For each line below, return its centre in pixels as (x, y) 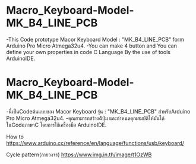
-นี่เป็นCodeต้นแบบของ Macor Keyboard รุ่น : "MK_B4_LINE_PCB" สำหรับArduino (98, 111)
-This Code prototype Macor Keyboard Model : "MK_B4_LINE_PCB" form (95, 39)
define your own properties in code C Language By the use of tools (88, 52)
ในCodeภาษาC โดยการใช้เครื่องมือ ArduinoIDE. (56, 125)
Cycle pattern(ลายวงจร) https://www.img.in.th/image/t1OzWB (79, 154)
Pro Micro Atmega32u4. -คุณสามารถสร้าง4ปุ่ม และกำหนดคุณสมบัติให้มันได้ (86, 118)
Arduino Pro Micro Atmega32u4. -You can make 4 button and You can (91, 46)
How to (15, 137)
